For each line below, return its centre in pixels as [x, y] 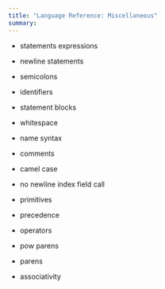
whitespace [38, 122]
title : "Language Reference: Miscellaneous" [83, 15]
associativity [40, 276]
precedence [39, 214]
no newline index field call [62, 184]
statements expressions [59, 45]
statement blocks [48, 107]
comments [37, 153]
